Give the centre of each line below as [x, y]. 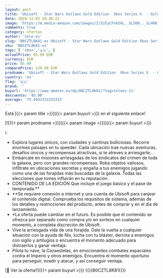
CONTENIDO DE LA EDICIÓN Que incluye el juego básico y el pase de [82, 184]
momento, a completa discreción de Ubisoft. [56, 225]
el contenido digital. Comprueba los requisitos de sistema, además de [82, 199]
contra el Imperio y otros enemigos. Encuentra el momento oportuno [81, 256]
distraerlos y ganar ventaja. [39, 245]
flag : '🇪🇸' [17, 82]
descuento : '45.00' [25, 95]
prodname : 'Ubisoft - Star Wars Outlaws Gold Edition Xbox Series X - [80, 73]
